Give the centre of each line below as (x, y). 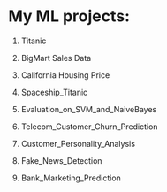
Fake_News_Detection (61, 160)
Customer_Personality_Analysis (78, 143)
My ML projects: (69, 16)
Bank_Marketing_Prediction (71, 178)
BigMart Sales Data (56, 58)
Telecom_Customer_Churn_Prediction (89, 127)
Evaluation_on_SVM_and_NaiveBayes (89, 109)
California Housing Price (65, 75)
